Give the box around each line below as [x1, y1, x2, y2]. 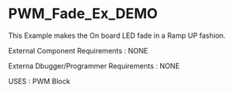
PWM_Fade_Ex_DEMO [8, 5, 159, 23]
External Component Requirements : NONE [8, 46, 149, 55]
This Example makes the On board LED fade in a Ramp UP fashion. [8, 31, 226, 40]
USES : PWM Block [8, 76, 71, 86]
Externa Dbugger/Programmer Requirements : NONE [8, 61, 180, 71]
